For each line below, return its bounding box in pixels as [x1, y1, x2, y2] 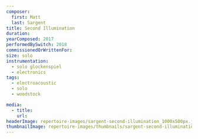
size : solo [6, 53, 33, 59]
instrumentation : [6, 58, 49, 64]
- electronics [11, 69, 46, 75]
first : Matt [11, 14, 41, 20]
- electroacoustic [11, 80, 57, 86]
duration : [6, 31, 31, 37]
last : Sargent [11, 20, 46, 25]
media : [6, 102, 22, 108]
